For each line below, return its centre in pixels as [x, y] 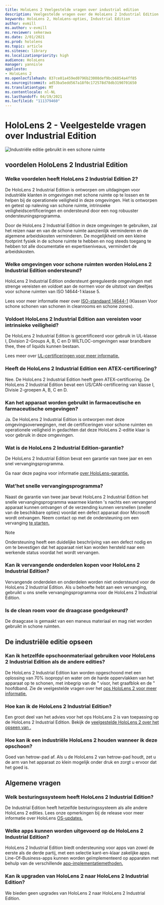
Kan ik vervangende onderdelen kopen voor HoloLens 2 [73, 565]
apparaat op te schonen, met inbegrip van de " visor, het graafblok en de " [80, 683]
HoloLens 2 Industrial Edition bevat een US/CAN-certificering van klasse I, [80, 385]
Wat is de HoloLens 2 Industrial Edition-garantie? [64, 448]
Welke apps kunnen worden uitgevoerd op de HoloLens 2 [74, 831]
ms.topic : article [24, 46]
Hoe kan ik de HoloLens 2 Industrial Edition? [58, 706]
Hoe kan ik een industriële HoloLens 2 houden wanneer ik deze [81, 740]
